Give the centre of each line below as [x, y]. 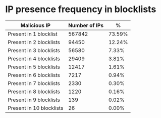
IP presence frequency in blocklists [81, 9]
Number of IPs [86, 25]
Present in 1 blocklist [33, 34]
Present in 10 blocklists [36, 108]
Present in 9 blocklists [34, 100]
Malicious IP [36, 25]
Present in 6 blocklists [34, 75]
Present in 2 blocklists [34, 42]
